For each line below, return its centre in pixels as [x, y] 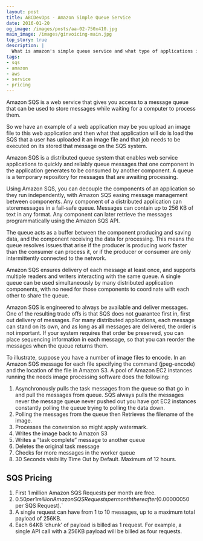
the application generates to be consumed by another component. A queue [100, 170]
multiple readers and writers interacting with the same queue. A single [94, 276]
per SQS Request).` [39, 505]
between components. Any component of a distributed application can [94, 201]
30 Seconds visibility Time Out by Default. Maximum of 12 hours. [95, 459]
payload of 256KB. [38, 518]
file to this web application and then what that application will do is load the [100, 133]
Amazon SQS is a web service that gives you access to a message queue [98, 102]
